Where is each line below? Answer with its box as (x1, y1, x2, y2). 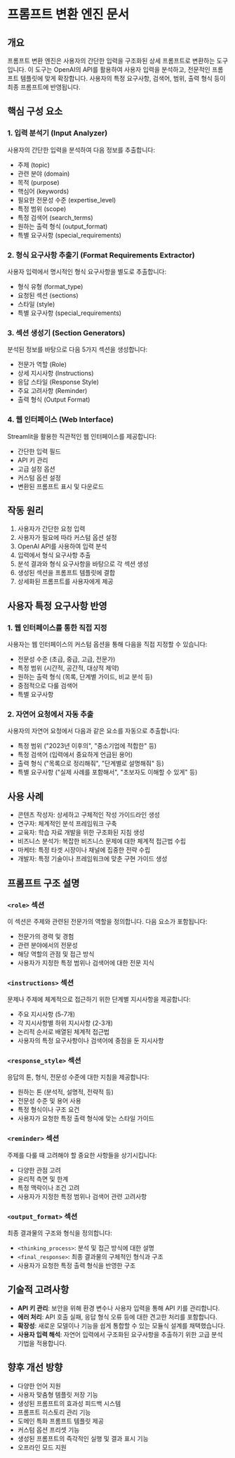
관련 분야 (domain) (17, 169, 70, 178)
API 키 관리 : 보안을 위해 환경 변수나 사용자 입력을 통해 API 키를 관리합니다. (17, 1303, 220, 1312)
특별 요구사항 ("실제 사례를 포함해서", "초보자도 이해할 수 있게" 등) (17, 768, 198, 777)
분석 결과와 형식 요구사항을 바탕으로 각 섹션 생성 (17, 560, 149, 568)
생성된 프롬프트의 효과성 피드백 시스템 (17, 1399, 121, 1407)
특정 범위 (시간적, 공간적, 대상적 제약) (17, 664, 119, 672)
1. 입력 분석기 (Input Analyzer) (7, 128, 108, 138)
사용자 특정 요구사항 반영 (7, 600, 107, 612)
